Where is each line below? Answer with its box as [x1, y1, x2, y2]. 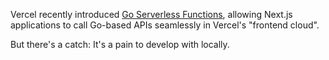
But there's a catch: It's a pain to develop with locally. [10, 39, 230, 50]
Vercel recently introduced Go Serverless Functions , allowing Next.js [10, 9, 293, 20]
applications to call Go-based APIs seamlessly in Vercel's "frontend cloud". [10, 19, 320, 31]
